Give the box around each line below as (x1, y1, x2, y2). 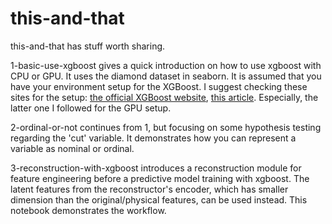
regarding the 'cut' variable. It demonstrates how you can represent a (10, 132, 297, 144)
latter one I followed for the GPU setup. (10, 102, 172, 114)
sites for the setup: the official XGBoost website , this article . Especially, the (10, 91, 319, 103)
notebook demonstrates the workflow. (10, 204, 167, 216)
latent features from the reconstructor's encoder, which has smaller (10, 183, 289, 195)
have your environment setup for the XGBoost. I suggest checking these (10, 80, 308, 92)
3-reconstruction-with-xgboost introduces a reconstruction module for (10, 162, 302, 174)
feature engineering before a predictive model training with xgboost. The (10, 172, 310, 184)
